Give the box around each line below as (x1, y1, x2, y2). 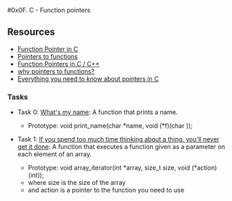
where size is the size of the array (27, 179, 126, 187)
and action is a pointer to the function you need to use (27, 186, 184, 195)
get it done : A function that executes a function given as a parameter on (17, 143, 226, 151)
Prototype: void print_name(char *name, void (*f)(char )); (27, 122, 193, 130)
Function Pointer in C (17, 45, 79, 53)
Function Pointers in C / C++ (17, 60, 100, 68)
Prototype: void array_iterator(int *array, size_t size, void (27, 164, 191, 172)
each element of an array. (17, 150, 93, 158)
